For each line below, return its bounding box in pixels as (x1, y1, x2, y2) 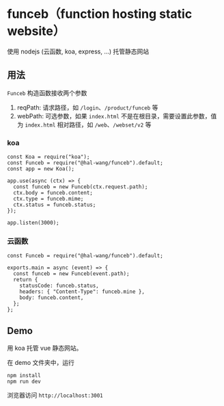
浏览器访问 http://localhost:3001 (7, 391, 104, 399)
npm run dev (7, 378, 41, 385)
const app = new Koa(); (7, 166, 75, 173)
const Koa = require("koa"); (7, 153, 90, 161)
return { (13, 277, 38, 283)
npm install (7, 372, 41, 379)
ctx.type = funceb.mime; (13, 196, 84, 203)
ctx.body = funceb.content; (13, 190, 94, 196)
